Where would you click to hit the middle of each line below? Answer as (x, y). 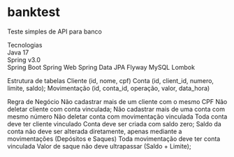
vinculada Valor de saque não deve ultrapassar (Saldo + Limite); (99, 146)
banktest (34, 12)
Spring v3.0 (24, 59)
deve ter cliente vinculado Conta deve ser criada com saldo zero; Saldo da (114, 124)
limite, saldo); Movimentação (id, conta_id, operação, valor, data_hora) (109, 88)
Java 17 (18, 52)
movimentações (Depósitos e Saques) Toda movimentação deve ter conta (114, 139)
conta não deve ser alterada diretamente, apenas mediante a (95, 131)
